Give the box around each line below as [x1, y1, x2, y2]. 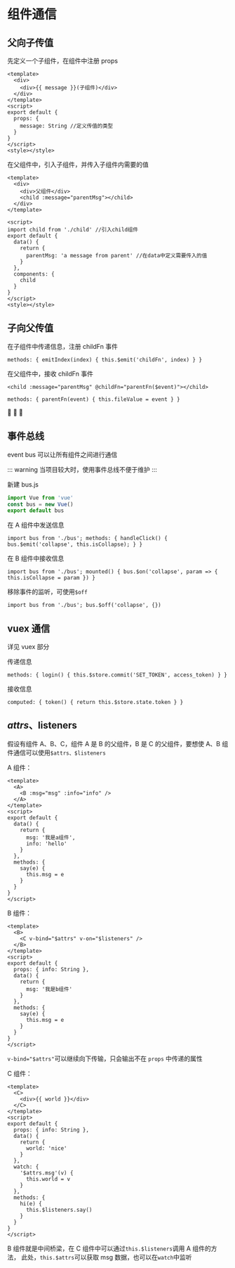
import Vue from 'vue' [7, 494, 74, 501]
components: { [13, 271, 55, 278]
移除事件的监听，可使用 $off [7, 588, 88, 596]
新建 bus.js [7, 480, 39, 489]
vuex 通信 [7, 622, 51, 634]
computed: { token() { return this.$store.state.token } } [7, 699, 184, 706]
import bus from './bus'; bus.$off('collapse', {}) [7, 602, 161, 609]
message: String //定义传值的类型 [20, 122, 114, 129]
